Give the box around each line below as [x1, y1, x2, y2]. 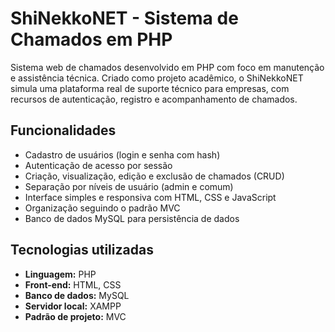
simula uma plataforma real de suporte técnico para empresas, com [10, 82, 290, 94]
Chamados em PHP [10, 28, 173, 51]
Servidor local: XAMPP [24, 300, 122, 312]
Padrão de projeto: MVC [24, 310, 127, 322]
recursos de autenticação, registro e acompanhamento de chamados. [10, 93, 298, 105]
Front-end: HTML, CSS [24, 278, 122, 291]
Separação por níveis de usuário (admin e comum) [24, 180, 234, 192]
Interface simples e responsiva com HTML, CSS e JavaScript [24, 191, 277, 203]
